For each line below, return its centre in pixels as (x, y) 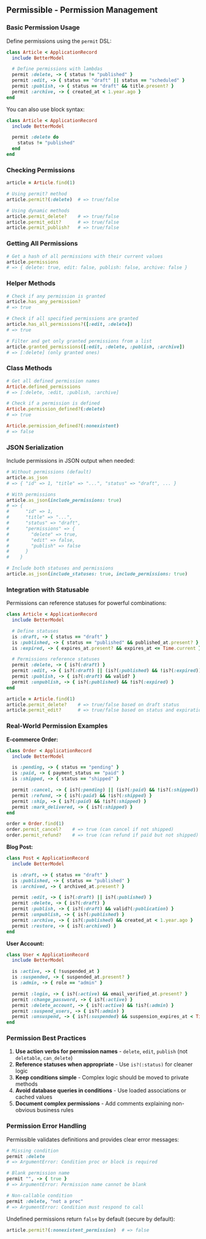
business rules (55, 1110)
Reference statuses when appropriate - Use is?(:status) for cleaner (104, 1065)
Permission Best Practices (46, 1038)
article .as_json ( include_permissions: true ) (64, 500)
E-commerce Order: (32, 739)
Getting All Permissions (42, 244)
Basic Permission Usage (43, 28)
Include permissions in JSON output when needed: (71, 461)
